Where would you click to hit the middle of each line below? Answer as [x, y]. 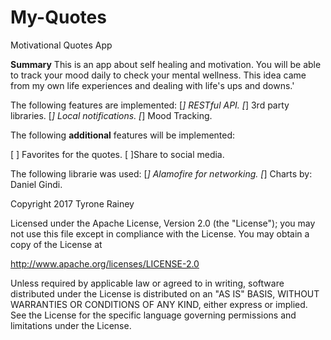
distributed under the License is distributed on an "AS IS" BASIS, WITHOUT [165, 293]
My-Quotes [58, 17]
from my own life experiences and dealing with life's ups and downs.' [152, 85]
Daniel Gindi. [36, 184]
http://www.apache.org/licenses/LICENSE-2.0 [105, 263]
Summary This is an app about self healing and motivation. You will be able [166, 64]
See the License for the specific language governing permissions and [153, 315]
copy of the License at [56, 244]
